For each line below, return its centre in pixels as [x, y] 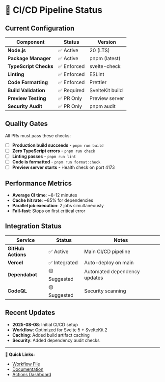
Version [107, 42]
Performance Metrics [39, 183]
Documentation [28, 369]
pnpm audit [102, 106]
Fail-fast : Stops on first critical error [49, 211]
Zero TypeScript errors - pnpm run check [54, 151]
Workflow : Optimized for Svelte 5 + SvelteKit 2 [60, 330]
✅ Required [71, 90]
